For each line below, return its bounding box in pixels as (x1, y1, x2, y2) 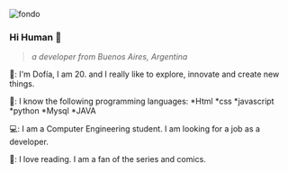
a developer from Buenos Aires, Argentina (31, 51, 188, 62)
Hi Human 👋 (9, 31, 62, 43)
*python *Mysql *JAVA (9, 105, 96, 116)
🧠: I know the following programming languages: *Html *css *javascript (9, 96, 274, 107)
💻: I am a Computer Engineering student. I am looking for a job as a (9, 123, 261, 134)
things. (9, 78, 35, 89)
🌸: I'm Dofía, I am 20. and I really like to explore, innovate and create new (9, 68, 280, 80)
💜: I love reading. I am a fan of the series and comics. (9, 154, 207, 165)
